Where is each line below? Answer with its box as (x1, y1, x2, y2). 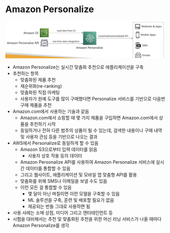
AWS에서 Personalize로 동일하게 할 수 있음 (12, 140, 99, 146)
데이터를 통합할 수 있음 (25, 165, 71, 171)
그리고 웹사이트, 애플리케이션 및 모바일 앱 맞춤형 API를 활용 (20, 171, 137, 178)
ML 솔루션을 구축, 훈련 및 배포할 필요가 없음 (27, 197, 114, 203)
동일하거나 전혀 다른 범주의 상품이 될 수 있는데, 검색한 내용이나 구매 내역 (20, 127, 162, 133)
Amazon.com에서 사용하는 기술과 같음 (12, 108, 89, 114)
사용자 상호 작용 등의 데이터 (27, 152, 82, 159)
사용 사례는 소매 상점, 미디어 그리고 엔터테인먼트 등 (12, 209, 113, 216)
